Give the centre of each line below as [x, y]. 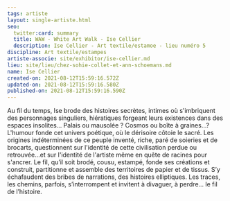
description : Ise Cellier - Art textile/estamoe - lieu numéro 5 [110, 46]
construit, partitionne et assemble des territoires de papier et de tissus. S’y [114, 170]
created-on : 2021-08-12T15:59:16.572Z [63, 78]
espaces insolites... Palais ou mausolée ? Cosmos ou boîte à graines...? [108, 125]
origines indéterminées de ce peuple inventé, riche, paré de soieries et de [113, 140]
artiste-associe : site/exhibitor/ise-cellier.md [79, 59]
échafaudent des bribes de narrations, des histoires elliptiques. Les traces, [114, 177]
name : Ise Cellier [34, 71]
